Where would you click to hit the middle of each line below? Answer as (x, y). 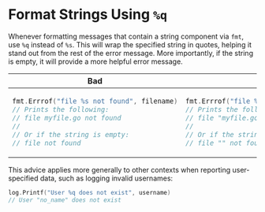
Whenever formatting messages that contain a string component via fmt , (126, 36)
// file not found (47, 143)
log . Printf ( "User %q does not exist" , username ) (90, 192)
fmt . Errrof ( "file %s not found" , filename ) (95, 101)
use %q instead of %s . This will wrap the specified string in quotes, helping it (130, 44)
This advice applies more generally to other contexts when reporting (119, 169)
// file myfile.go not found (67, 117)
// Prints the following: (61, 109)
